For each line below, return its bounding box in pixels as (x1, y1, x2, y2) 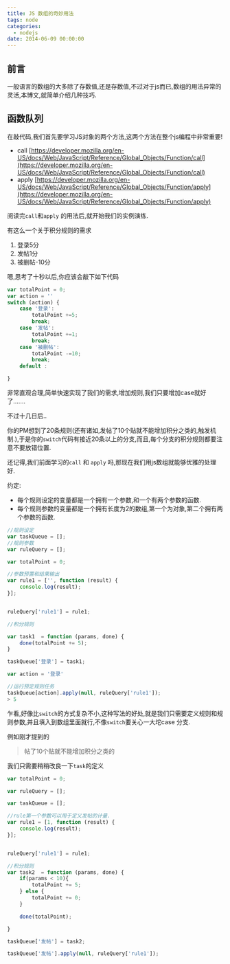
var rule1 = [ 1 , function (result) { (7, 819, 115, 826)
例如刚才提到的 (7, 732, 49, 741)
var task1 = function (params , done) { (7, 633, 125, 640)
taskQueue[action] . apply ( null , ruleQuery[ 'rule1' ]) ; (7, 689, 161, 696)
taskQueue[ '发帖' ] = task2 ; (7, 938, 86, 945)
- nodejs (13, 29, 38, 36)
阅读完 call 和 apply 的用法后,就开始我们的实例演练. (7, 211, 149, 220)
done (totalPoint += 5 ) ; (19, 640, 88, 647)
